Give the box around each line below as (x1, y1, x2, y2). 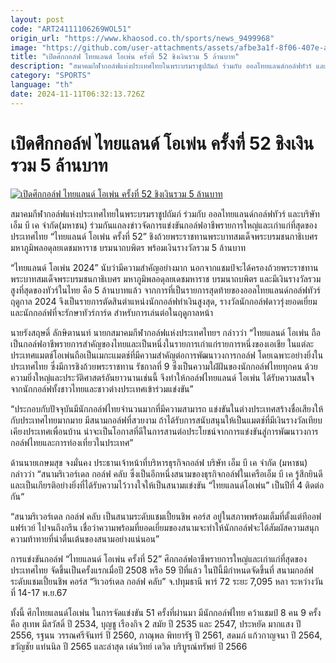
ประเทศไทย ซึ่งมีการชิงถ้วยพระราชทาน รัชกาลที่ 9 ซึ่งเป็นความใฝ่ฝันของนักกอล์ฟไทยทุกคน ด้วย (10, 360, 318, 372)
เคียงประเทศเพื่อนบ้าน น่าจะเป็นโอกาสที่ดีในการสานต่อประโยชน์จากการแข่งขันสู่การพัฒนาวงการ (10, 425, 319, 437)
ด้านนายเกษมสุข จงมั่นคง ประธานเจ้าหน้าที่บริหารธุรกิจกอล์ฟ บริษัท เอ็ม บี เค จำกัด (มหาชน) (10, 456, 308, 468)
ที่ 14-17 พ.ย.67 (10, 586, 68, 598)
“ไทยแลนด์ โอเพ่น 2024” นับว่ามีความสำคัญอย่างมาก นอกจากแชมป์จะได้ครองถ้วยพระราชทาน (10, 261, 319, 273)
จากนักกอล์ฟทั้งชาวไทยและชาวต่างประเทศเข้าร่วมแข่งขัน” (10, 382, 194, 395)
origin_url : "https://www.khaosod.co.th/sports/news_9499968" (10, 33, 275, 43)
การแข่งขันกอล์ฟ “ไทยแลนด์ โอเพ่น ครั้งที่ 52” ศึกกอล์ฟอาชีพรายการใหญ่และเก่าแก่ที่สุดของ (10, 552, 307, 565)
